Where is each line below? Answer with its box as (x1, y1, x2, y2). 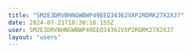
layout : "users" (8, 33, 61, 41)
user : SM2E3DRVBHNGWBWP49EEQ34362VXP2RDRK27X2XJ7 (8, 26, 174, 34)
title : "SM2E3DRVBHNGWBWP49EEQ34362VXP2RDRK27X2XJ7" (8, 11, 185, 19)
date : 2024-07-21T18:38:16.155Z (8, 19, 114, 26)
